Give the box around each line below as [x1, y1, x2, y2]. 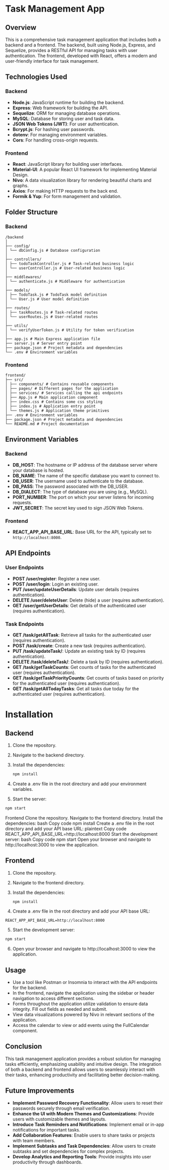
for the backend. [12, 984, 47, 991]
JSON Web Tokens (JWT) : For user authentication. [12, 121, 120, 127]
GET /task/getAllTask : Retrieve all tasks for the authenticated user [12, 632, 151, 638]
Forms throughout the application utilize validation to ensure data [12, 1001, 148, 1007]
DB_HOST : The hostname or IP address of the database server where [12, 462, 158, 468]
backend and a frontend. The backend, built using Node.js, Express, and [5, 42, 155, 48]
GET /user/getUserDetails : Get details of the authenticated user [12, 602, 146, 608]
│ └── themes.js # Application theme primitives [5, 408, 109, 413]
